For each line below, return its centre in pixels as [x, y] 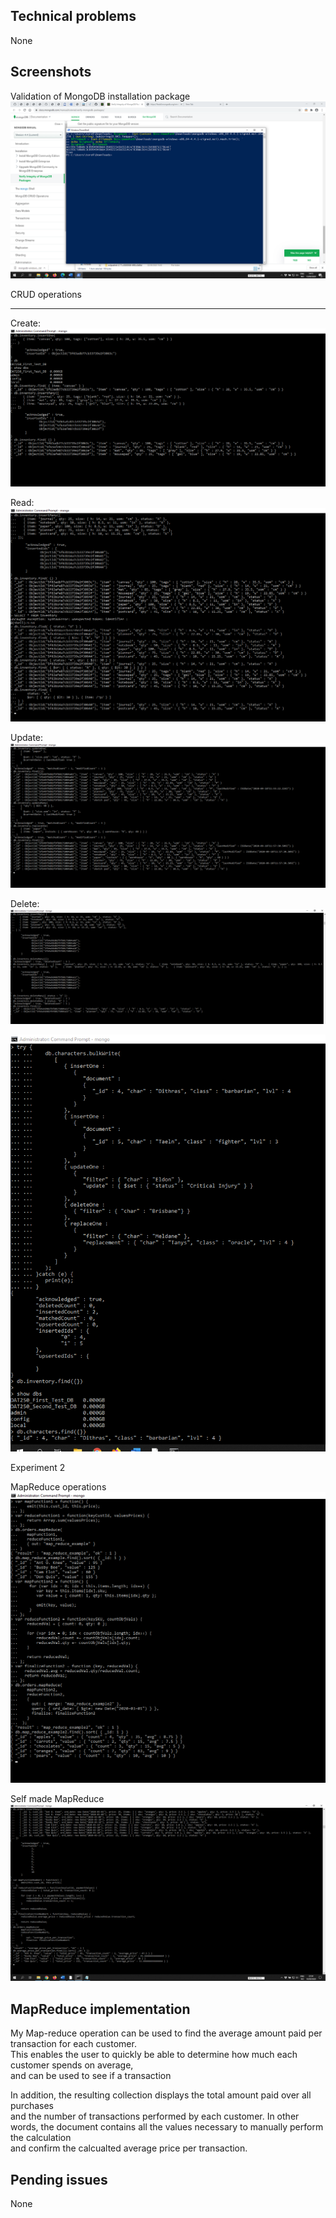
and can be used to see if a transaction [91, 2076]
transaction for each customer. [73, 2044]
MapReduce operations [58, 1486]
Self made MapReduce [57, 1798]
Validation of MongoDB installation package [100, 96]
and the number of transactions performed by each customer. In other [155, 2116]
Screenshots [51, 72]
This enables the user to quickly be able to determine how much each [154, 2055]
